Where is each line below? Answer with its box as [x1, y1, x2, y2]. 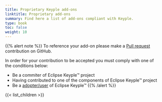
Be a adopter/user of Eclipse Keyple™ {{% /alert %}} [12, 83, 117, 88]
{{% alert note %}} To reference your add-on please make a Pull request [5, 43, 150, 49]
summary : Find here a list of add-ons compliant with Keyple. [5, 16, 134, 21]
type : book [5, 20, 27, 26]
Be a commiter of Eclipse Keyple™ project [12, 72, 95, 78]
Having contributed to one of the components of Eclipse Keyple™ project [12, 77, 157, 83]
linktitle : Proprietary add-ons [5, 12, 71, 17]
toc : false [5, 25, 27, 30]
